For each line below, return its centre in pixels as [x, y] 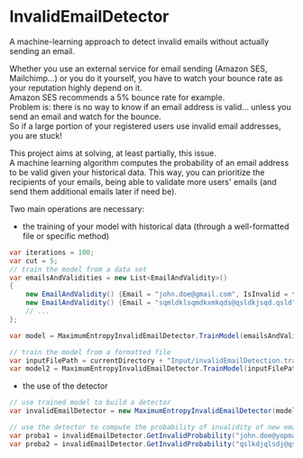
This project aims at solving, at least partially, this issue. [113, 153]
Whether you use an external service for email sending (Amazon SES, [138, 69]
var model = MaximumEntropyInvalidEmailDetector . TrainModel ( [127, 335]
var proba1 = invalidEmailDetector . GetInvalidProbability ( [123, 435]
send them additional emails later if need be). [93, 191]
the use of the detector [65, 386]
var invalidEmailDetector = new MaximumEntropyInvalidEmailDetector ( [143, 411]
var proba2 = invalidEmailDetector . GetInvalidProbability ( [123, 444]
